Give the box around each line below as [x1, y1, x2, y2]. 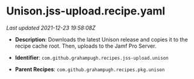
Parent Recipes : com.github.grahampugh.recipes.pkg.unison [14, 65, 165, 73]
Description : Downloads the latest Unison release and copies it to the [14, 36, 188, 43]
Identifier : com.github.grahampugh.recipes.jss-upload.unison [14, 54, 169, 61]
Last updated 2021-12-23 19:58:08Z [6, 24, 96, 31]
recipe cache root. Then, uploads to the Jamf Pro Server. [14, 42, 157, 49]
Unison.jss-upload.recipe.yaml [6, 4, 166, 18]
